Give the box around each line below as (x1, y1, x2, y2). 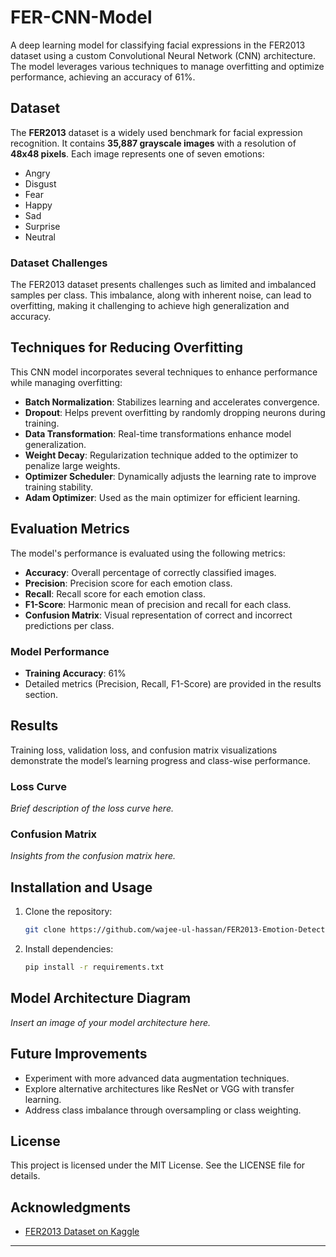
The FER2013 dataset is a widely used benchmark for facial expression (10, 126, 303, 138)
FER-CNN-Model (10, 6, 153, 29)
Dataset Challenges (10, 256, 108, 270)
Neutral (24, 231, 56, 243)
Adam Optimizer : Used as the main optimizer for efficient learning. (24, 491, 301, 503)
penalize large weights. (24, 459, 121, 471)
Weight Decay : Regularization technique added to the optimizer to (24, 449, 299, 461)
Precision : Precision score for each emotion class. (24, 577, 233, 589)
